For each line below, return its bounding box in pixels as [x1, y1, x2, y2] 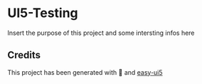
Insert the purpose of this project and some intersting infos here [7, 28, 195, 37]
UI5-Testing [7, 5, 78, 21]
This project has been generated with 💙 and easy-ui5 [7, 68, 163, 76]
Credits [7, 49, 41, 61]
